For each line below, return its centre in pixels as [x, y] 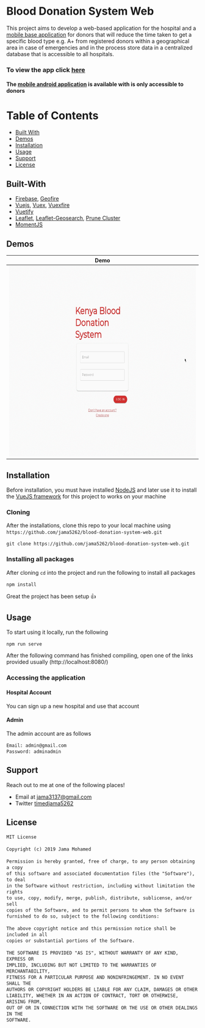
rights [15, 892]
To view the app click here [46, 70]
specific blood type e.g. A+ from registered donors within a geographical [98, 41]
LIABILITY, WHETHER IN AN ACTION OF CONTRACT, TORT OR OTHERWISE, [92, 996]
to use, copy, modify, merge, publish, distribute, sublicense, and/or [99, 898]
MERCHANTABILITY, [28, 971]
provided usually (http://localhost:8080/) [57, 662]
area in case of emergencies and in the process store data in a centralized [100, 48]
